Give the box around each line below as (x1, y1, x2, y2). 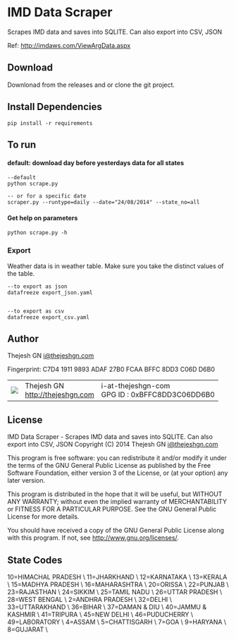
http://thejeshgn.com (25, 390, 94, 399)
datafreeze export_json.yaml (7, 289, 93, 296)
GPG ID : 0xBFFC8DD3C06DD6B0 (101, 390, 215, 399)
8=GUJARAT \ (7, 625, 48, 634)
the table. (7, 269, 35, 277)
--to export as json (7, 283, 68, 290)
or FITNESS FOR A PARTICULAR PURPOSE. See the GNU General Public (7, 505, 217, 514)
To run (7, 138, 37, 150)
